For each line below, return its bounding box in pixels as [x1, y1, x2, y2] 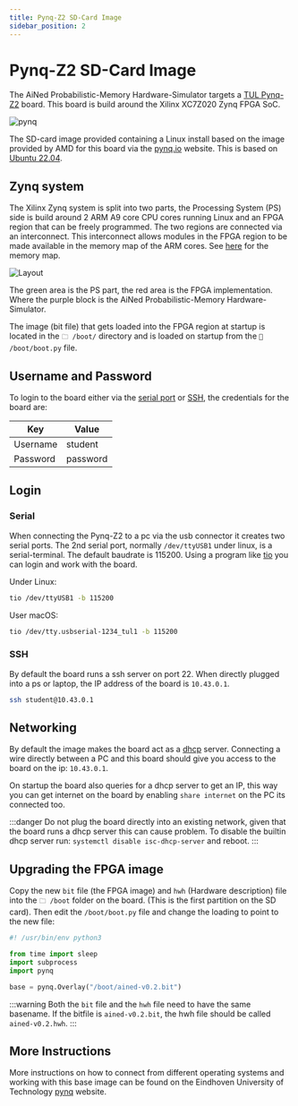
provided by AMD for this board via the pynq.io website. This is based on [9, 143, 278, 154]
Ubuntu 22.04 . [9, 153, 63, 164]
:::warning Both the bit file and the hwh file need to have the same [9, 999, 251, 1009]
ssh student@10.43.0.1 [9, 695, 94, 704]
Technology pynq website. [9, 1086, 107, 1097]
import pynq [9, 966, 54, 975]
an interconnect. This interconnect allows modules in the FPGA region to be [9, 231, 288, 242]
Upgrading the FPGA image [9, 862, 164, 877]
